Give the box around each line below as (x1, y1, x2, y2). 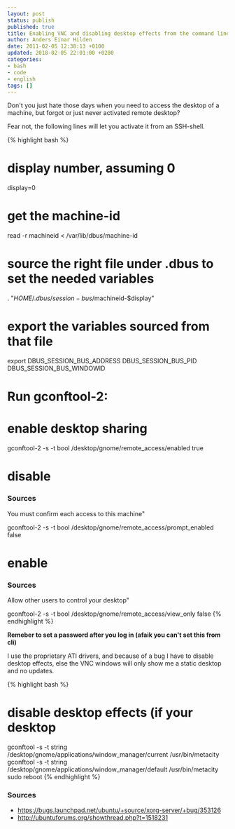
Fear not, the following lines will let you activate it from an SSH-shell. (7, 122, 205, 130)
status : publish (7, 17, 55, 24)
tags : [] (7, 82, 33, 89)
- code (7, 69, 27, 76)
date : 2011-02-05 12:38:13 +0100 (7, 43, 105, 50)
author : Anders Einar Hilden (7, 36, 92, 43)
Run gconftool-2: (7, 389, 108, 405)
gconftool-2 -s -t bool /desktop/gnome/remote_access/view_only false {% (7, 609, 222, 618)
